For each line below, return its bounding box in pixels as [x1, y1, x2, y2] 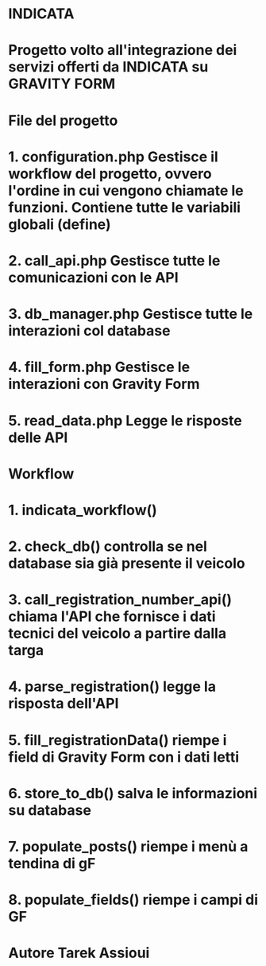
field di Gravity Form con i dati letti [8, 748, 240, 766]
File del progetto [8, 111, 118, 130]
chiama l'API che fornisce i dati [8, 607, 216, 626]
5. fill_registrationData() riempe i [8, 731, 227, 749]
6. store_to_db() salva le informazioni [8, 784, 258, 802]
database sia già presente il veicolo [8, 554, 245, 572]
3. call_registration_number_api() [8, 591, 233, 609]
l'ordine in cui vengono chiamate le [8, 181, 244, 200]
